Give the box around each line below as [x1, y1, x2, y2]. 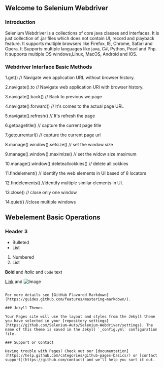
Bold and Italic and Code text [5, 269, 63, 275]
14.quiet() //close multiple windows [5, 199, 76, 204]
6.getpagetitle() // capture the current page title [5, 122, 101, 128]
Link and [5, 279, 23, 285]
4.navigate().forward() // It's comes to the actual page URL [5, 103, 124, 109]
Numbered [12, 254, 34, 260]
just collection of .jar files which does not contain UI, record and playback [5, 35, 155, 41]
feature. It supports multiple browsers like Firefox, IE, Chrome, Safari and [5, 41, 153, 46]
